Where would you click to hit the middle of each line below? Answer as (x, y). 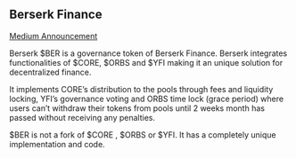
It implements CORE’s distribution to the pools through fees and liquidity (141, 89)
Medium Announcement (53, 36)
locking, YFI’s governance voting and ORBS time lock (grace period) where (146, 99)
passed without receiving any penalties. (82, 117)
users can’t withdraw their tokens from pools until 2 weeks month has (137, 108)
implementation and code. (57, 144)
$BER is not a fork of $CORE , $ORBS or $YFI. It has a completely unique (143, 134)
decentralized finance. (50, 72)
